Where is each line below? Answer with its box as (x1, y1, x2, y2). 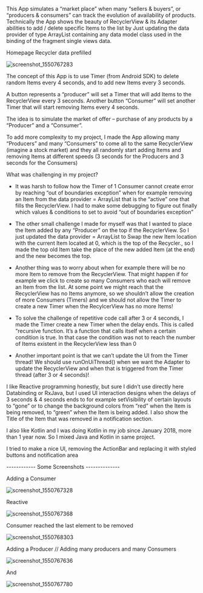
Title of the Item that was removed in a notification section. (6, 415, 153, 422)
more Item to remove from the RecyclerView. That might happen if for (15, 271, 188, 277)
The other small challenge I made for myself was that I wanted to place (15, 220, 193, 227)
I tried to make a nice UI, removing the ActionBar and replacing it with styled (6, 445, 196, 452)
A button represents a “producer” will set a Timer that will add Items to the (6, 91, 192, 98)
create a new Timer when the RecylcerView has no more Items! (15, 303, 173, 310)
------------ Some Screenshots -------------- (6, 463, 120, 470)
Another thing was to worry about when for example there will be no (15, 264, 186, 271)
